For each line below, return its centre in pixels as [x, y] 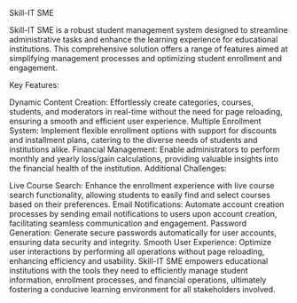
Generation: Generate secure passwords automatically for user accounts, [143, 233]
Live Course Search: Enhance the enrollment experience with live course [142, 185]
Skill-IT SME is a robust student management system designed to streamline [148, 30]
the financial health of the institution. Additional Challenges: [118, 168]
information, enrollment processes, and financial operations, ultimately [138, 280]
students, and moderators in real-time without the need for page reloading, [146, 112]
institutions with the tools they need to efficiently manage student [129, 271]
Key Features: [34, 85]
